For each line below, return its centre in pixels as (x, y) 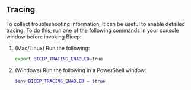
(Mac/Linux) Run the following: (52, 48)
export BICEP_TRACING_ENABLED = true (59, 59)
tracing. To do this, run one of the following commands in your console (93, 30)
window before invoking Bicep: (44, 36)
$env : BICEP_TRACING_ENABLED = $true (60, 81)
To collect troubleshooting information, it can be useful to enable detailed (96, 24)
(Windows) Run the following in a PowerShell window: (80, 70)
